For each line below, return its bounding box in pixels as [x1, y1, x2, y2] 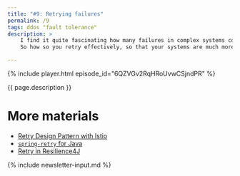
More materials [7, 108, 99, 125]
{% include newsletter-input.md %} [7, 160, 112, 169]
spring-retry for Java [17, 139, 83, 147]
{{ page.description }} [7, 83, 72, 91]
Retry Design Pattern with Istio [17, 131, 108, 140]
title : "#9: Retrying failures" [7, 10, 104, 18]
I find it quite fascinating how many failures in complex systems [20, 37, 225, 44]
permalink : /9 [7, 17, 50, 24]
